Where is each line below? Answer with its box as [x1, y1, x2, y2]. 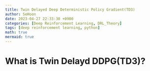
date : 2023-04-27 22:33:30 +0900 [5, 16, 74, 21]
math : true [5, 30, 28, 35]
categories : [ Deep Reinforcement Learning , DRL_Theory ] [5, 21, 122, 26]
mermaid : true [5, 35, 34, 40]
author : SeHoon [5, 12, 36, 17]
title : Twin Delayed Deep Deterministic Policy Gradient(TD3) [5, 7, 135, 12]
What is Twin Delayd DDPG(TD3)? [5, 56, 146, 67]
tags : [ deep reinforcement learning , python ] [5, 25, 100, 30]
